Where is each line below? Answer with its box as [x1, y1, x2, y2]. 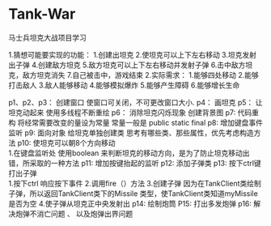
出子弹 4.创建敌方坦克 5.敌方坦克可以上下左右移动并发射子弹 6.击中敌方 [8, 60, 246, 70]
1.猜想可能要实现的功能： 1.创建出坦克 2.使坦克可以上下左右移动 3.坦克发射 [8, 49, 257, 59]
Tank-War [8, 5, 76, 23]
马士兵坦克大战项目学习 [8, 32, 87, 42]
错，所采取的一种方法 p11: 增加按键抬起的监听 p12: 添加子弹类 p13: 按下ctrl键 [8, 158, 261, 168]
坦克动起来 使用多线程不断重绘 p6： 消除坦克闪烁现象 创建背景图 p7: [8, 107, 236, 117]
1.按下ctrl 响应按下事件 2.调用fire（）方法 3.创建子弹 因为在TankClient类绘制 [8, 178, 261, 188]
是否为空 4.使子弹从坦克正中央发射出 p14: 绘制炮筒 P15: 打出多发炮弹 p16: [8, 198, 252, 208]
